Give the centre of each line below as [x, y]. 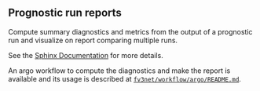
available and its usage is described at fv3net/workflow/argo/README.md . [125, 78]
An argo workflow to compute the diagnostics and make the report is [119, 71]
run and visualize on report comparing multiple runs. [93, 40]
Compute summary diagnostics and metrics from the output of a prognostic [130, 31]
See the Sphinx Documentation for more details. [86, 55]
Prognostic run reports [65, 13]
